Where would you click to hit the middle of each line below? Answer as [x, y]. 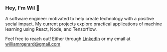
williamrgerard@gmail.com [33, 44]
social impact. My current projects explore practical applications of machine [84, 24]
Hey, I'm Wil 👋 [23, 8]
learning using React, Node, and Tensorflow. [51, 29]
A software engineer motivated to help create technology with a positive [80, 19]
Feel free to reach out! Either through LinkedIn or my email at [68, 39]
